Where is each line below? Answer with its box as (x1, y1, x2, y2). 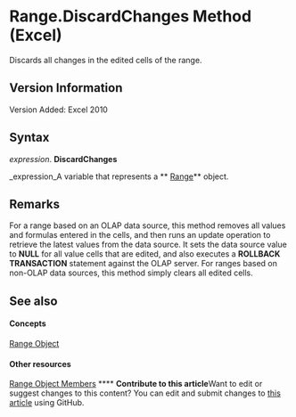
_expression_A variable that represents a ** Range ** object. (9, 171, 229, 182)
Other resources (9, 358, 71, 369)
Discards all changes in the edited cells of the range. (9, 54, 202, 65)
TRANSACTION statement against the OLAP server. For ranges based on (9, 258, 278, 269)
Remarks (9, 196, 61, 211)
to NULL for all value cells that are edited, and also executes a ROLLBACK (9, 249, 281, 259)
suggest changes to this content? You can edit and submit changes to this (9, 388, 281, 398)
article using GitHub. (9, 397, 85, 408)
